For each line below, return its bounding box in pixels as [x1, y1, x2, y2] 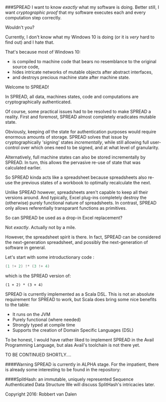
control [5, 145, 20, 151]
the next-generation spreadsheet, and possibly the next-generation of [5, 240, 148, 245]
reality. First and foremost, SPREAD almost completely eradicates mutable [5, 114, 156, 120]
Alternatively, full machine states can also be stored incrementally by [5, 154, 146, 160]
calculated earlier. [5, 165, 42, 170]
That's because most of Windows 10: [5, 49, 81, 55]
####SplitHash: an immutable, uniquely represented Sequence [5, 376, 134, 382]
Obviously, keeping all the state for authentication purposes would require [5, 129, 157, 135]
